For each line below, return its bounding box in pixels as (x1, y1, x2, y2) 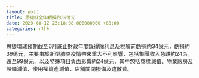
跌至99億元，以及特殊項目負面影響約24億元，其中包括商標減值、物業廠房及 (6, 58, 194, 65)
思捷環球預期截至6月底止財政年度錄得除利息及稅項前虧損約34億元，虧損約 (6, 43, 191, 50)
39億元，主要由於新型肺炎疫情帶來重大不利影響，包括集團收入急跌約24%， (6, 50, 194, 58)
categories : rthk (6, 25, 50, 32)
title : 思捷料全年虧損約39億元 (6, 14, 76, 20)
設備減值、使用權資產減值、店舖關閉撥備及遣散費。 (6, 65, 133, 73)
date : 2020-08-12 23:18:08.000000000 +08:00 (6, 20, 120, 26)
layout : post (6, 8, 39, 15)
